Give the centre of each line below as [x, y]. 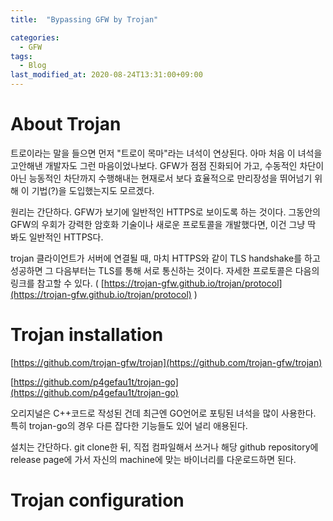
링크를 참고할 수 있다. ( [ [57, 283]
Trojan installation [87, 335]
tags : [21, 56]
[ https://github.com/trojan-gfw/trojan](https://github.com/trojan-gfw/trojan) [166, 362]
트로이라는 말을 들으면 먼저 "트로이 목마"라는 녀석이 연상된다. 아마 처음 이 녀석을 [166, 153]
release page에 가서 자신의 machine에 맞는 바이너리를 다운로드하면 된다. [153, 459]
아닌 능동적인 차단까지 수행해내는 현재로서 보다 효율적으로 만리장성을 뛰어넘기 [161, 178]
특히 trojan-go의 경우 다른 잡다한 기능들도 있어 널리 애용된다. [129, 425]
